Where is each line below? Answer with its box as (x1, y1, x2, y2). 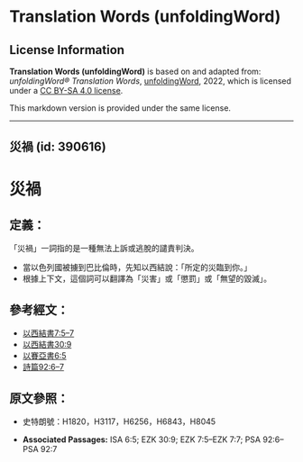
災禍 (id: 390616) (9, 140, 106, 155)
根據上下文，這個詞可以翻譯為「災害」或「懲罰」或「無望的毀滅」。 (22, 273, 272, 285)
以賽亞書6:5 (22, 350, 67, 361)
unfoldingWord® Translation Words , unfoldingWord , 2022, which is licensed (9, 76, 291, 86)
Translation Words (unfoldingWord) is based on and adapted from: (9, 66, 262, 77)
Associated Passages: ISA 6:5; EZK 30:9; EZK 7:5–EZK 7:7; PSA (22, 434, 262, 445)
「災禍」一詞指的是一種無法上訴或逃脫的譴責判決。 (9, 243, 199, 254)
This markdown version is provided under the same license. (9, 103, 232, 113)
